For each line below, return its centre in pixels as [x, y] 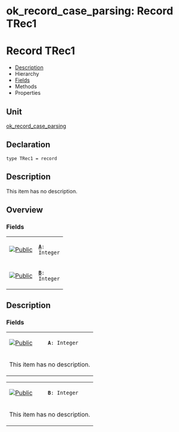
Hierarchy [27, 74]
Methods [26, 87]
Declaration [28, 145]
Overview [25, 210]
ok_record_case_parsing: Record [90, 11]
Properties [27, 93]
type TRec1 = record [32, 158]
